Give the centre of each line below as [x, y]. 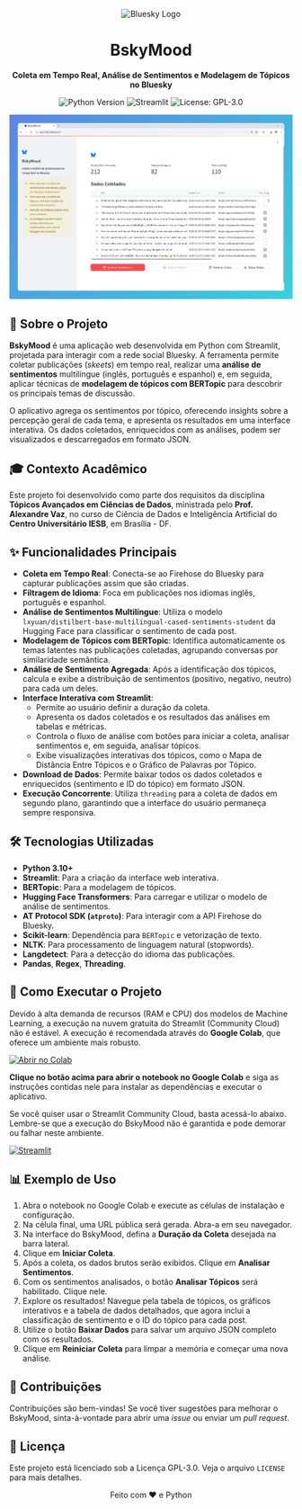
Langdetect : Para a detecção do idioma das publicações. [129, 954]
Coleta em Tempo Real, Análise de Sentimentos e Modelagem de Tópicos [151, 75]
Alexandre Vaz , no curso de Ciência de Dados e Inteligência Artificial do [143, 514]
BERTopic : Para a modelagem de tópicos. [99, 887]
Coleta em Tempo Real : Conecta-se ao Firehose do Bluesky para [143, 573]
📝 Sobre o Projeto [59, 324]
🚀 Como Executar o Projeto [86, 992]
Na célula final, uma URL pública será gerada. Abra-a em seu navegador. [157, 1225]
